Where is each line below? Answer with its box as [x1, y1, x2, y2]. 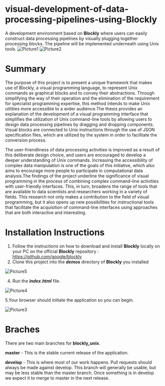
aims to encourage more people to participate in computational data [5, 168, 143, 174]
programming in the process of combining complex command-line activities [5, 178, 159, 184]
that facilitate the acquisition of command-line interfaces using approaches [5, 204, 158, 210]
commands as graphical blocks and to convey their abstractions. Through [5, 90, 155, 96]
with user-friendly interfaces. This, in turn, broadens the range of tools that [5, 183, 158, 189]
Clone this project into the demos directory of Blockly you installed [12, 259, 149, 265]
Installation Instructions [5, 227, 105, 238]
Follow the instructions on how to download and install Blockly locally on [12, 243, 160, 249]
